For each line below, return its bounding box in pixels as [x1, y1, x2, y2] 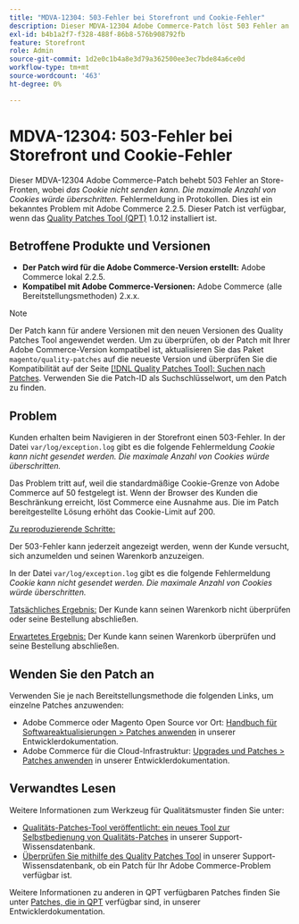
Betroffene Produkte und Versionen [9, 238, 212, 253]
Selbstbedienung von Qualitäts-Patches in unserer [21, 831, 208, 842]
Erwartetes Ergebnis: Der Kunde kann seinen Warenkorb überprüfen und [9, 632, 277, 642]
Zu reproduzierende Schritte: [9, 524, 116, 535]
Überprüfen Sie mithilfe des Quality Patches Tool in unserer [21, 851, 241, 861]
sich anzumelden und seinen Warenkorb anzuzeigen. [9, 551, 204, 562]
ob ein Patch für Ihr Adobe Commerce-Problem [96, 860, 271, 870]
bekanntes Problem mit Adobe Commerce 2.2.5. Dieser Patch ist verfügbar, [9, 203, 287, 214]
